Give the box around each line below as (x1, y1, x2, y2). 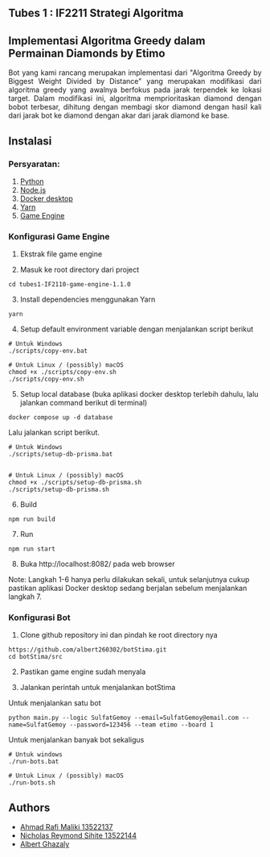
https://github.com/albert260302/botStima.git (8, 646, 167, 654)
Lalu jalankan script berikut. (8, 427, 100, 438)
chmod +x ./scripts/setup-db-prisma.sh (8, 479, 142, 487)
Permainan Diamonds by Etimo (8, 46, 166, 60)
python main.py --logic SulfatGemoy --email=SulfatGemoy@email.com (8, 713, 239, 722)
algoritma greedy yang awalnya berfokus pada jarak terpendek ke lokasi (8, 85, 262, 95)
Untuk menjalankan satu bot (8, 698, 101, 708)
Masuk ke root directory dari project (19, 265, 140, 275)
